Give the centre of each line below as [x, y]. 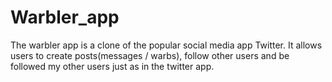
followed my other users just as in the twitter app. [112, 66]
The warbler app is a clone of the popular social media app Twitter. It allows [166, 45]
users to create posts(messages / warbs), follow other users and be [150, 55]
